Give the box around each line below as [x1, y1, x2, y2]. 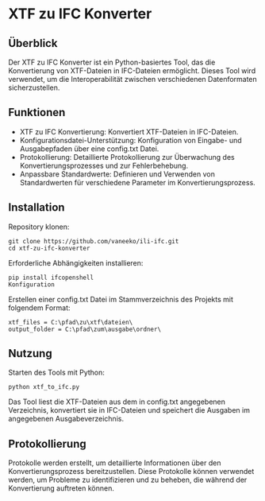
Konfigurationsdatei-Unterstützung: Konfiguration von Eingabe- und [19, 135, 242, 145]
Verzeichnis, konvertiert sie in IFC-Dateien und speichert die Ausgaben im [8, 406, 250, 415]
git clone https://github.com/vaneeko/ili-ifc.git [8, 237, 179, 245]
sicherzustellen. [8, 83, 60, 92]
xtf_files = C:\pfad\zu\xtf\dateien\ [8, 318, 133, 326]
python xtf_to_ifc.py [8, 383, 80, 391]
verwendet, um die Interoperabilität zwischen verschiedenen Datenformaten [8, 75, 258, 83]
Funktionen [8, 106, 66, 119]
